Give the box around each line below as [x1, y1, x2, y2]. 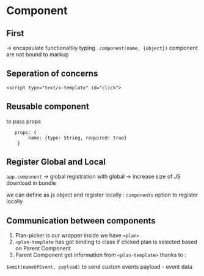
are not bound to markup [6, 51, 69, 58]
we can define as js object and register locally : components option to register [6, 191, 199, 199]
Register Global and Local [6, 157, 106, 167]
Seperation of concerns [6, 69, 98, 79]
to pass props [6, 117, 42, 125]
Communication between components [6, 215, 156, 226]
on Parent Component [15, 245, 71, 252]
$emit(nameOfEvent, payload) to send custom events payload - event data [6, 263, 193, 270]
